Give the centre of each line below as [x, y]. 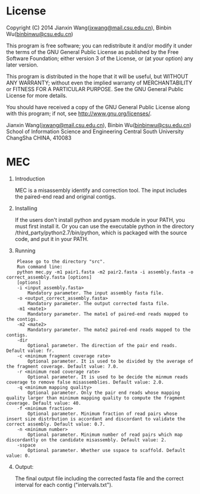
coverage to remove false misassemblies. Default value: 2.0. [85, 382]
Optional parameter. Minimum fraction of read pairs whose [103, 414]
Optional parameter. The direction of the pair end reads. [103, 345]
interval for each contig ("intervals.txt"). [64, 484]
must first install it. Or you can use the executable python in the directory [104, 226]
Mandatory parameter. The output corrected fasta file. [99, 303]
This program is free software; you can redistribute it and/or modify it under [99, 46]
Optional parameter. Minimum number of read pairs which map [105, 435]
